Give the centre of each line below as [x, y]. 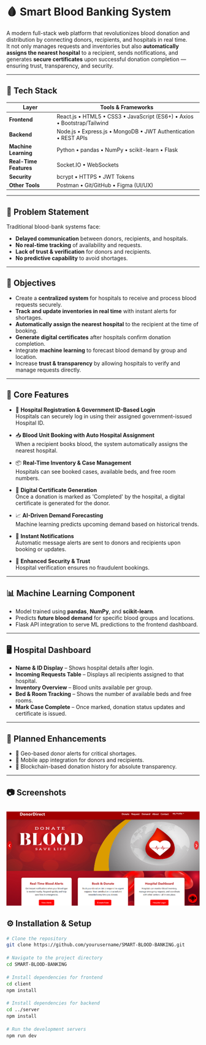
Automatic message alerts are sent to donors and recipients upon [98, 542]
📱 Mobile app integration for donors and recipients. [80, 760]
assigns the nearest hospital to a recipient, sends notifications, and [92, 52]
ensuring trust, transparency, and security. [60, 66]
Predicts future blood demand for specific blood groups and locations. [105, 617]
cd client [19, 984]
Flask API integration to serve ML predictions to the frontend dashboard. [106, 624]
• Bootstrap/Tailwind [83, 123]
